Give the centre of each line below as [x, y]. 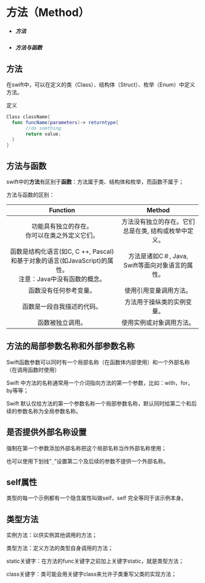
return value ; [43, 134]
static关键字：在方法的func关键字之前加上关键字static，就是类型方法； [95, 561]
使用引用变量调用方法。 [158, 291]
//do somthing [43, 128]
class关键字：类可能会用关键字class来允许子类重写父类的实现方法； [92, 574]
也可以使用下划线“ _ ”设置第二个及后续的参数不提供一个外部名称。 [88, 461]
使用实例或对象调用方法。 [158, 323]
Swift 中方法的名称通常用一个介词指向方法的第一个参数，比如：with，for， [100, 382]
